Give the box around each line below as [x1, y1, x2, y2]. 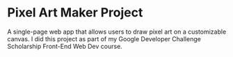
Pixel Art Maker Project [7, 5, 143, 21]
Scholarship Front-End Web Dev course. [7, 42, 123, 50]
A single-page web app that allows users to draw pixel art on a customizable [7, 27, 227, 36]
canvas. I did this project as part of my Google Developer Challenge [7, 34, 202, 43]
